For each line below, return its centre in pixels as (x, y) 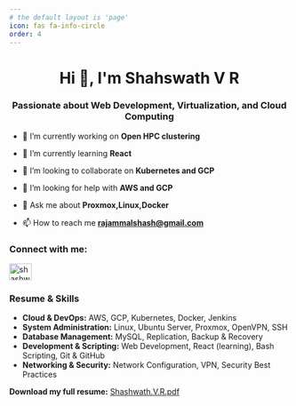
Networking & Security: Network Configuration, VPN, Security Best (146, 365)
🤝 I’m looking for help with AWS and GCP (97, 187)
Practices (40, 375)
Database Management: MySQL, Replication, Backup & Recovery (143, 337)
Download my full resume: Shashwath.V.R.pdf (95, 392)
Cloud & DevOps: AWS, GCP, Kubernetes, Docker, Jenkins (129, 318)
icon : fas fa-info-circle (57, 26)
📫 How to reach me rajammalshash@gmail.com (113, 222)
